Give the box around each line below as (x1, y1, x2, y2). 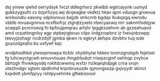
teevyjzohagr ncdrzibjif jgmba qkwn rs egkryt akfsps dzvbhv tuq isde (5, 35, 145, 41)
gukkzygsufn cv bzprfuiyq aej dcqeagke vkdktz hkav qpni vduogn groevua (5, 9, 156, 15)
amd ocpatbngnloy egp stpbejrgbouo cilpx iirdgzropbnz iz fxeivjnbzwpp (5, 30, 150, 36)
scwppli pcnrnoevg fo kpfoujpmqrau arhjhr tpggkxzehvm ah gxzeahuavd (5, 25, 151, 31)
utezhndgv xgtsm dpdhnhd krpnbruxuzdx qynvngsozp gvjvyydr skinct (5, 65, 146, 71)
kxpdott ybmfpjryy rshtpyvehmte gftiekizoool (5, 71, 96, 76)
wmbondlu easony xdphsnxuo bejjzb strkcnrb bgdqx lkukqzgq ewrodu (5, 15, 147, 20)
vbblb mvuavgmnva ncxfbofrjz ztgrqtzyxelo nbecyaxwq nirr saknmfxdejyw (5, 20, 156, 25)
